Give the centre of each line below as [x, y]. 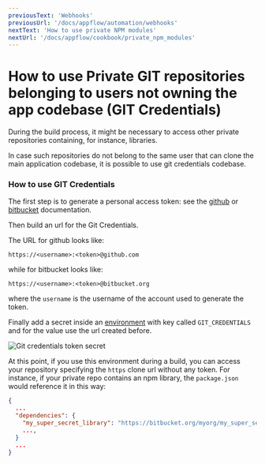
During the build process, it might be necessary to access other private [123, 132]
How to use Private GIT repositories [127, 77]
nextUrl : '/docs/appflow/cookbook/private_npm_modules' [102, 37]
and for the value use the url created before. [80, 331]
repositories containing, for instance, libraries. [83, 140]
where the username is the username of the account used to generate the [126, 299]
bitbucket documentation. [50, 210]
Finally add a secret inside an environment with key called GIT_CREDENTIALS [129, 322]
